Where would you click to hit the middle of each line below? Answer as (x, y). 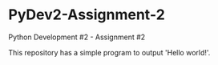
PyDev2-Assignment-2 (87, 15)
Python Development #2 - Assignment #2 (77, 37)
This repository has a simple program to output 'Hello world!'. (109, 52)
